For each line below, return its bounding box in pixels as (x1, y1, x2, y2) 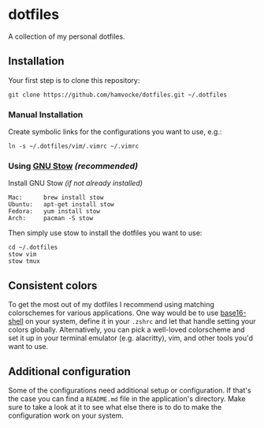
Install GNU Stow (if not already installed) (8, 178, 143, 188)
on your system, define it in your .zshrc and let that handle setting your (24, 317, 256, 326)
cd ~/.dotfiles (8, 243, 58, 252)
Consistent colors (8, 279, 98, 292)
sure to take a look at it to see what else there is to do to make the (8, 402, 222, 411)
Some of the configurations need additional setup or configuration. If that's (8, 385, 251, 395)
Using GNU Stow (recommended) (8, 160, 139, 171)
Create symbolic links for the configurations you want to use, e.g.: (8, 127, 222, 137)
